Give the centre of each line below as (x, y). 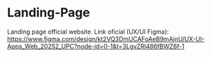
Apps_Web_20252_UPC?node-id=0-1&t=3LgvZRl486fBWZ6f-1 (96, 46)
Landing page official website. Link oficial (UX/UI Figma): (88, 32)
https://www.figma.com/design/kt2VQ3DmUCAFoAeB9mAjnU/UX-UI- (106, 38)
